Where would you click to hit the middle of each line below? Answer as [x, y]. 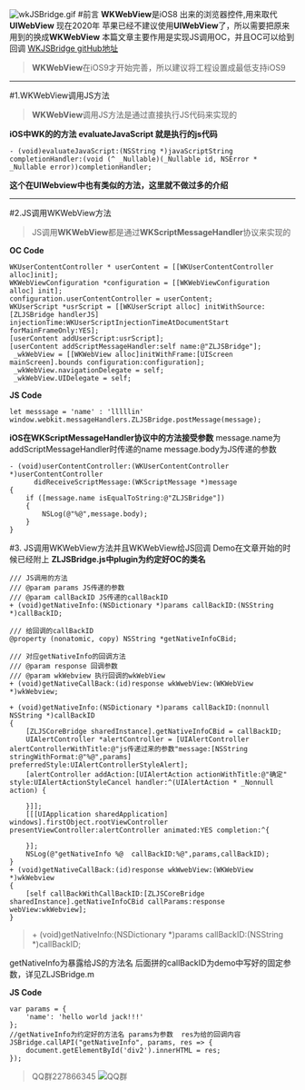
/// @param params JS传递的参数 [67, 588]
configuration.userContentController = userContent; [111, 299]
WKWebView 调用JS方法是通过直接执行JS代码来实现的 [134, 114]
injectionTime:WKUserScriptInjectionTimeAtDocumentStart [119, 322]
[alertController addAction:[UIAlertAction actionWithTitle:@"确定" [157, 775]
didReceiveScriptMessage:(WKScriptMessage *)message [135, 482]
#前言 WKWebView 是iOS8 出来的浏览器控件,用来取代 [178, 14]
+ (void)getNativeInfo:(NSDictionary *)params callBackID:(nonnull [140, 708]
